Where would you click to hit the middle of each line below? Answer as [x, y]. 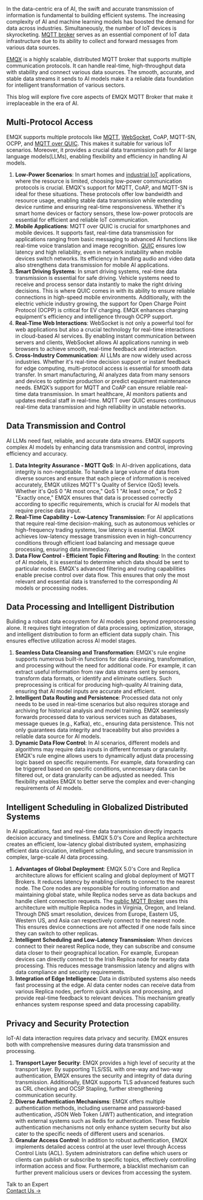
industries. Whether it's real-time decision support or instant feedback [103, 361]
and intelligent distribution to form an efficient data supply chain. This [93, 635]
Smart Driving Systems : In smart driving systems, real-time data [96, 271]
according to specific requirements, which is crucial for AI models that [103, 504]
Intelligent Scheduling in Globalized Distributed [97, 807]
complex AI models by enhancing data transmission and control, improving [99, 447]
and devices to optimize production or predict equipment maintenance [103, 381]
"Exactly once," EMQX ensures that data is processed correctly [94, 497]
